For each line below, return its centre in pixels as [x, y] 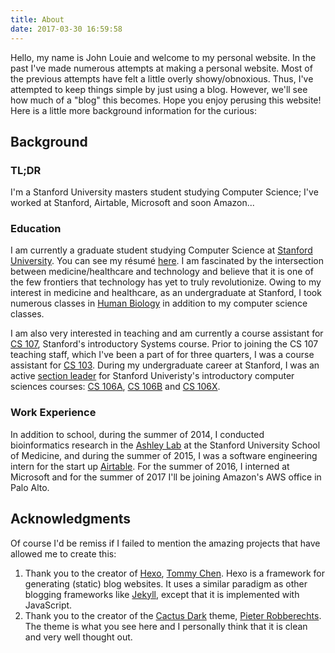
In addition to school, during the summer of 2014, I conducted [137, 434]
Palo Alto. [30, 487]
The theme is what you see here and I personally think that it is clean [166, 626]
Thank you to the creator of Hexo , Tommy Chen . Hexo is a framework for [174, 573]
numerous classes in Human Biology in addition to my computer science [159, 303]
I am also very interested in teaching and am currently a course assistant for [167, 333]
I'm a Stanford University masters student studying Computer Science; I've [164, 192]
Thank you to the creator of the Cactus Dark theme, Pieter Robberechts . [173, 615]
